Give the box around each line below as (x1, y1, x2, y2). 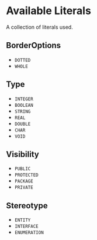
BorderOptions (6, 40, 61, 50)
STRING (14, 109, 31, 114)
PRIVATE (14, 185, 33, 191)
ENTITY (14, 217, 31, 224)
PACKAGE (14, 178, 33, 184)
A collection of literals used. (6, 23, 73, 31)
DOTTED (14, 57, 31, 63)
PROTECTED (14, 172, 39, 178)
